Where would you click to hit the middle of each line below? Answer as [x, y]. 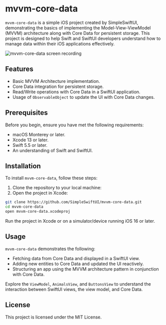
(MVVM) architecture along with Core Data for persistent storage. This [77, 33]
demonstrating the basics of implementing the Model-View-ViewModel [78, 27]
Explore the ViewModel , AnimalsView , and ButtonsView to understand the [78, 284]
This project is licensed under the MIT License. [53, 317]
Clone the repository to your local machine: [57, 188]
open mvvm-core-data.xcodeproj [38, 212]
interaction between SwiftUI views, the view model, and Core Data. [74, 289]
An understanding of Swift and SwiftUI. [52, 150]
